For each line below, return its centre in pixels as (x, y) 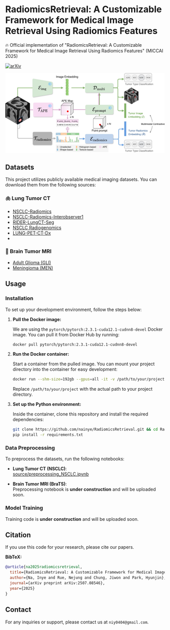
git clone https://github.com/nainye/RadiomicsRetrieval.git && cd (85, 430)
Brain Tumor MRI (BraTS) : (40, 484)
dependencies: (28, 420)
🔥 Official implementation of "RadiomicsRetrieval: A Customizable (74, 45)
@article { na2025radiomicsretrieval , (44, 567)
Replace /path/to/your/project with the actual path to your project (82, 389)
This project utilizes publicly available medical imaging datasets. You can (81, 179)
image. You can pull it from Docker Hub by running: (66, 334)
